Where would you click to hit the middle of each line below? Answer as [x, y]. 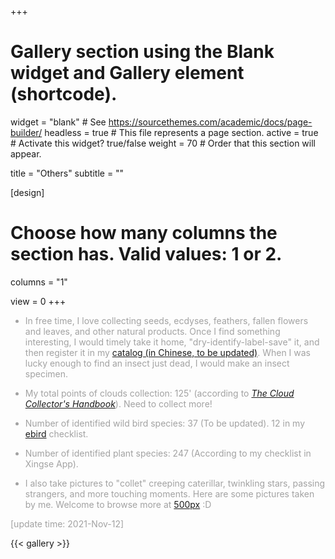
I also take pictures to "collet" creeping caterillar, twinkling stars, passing [175, 483]
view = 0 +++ [38, 301]
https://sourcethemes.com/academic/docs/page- [210, 122]
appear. [26, 153]
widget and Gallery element [127, 73]
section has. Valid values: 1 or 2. [146, 254]
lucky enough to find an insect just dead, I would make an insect [157, 363]
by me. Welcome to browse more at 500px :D [118, 504]
